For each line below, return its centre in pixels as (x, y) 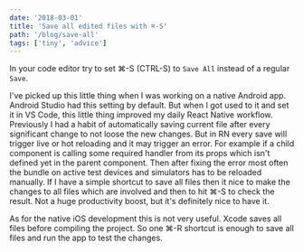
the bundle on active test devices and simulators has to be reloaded (136, 173)
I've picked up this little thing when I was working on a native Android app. (148, 96)
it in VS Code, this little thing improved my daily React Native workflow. (141, 115)
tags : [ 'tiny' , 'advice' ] (58, 43)
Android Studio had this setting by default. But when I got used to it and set (149, 106)
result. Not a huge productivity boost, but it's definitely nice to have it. (139, 201)
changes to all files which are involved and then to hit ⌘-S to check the (142, 191)
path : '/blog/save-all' (54, 34)
